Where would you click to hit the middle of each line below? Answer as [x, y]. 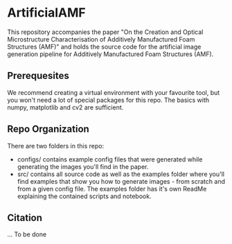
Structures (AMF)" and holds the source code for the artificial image [104, 46]
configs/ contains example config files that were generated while [110, 159]
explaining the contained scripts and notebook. [84, 196]
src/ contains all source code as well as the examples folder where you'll [121, 174]
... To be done [27, 234]
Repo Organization [48, 129]
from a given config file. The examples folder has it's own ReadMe [112, 189]
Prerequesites [38, 76]
